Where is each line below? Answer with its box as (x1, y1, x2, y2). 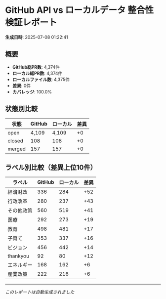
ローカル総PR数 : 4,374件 (12, 70, 63, 76)
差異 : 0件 (12, 83, 31, 88)
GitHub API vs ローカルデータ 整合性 (5, 4, 154, 16)
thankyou (7, 253, 30, 259)
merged (7, 145, 26, 152)
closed (7, 137, 24, 144)
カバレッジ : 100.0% (12, 88, 52, 94)
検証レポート (5, 17, 58, 28)
